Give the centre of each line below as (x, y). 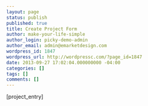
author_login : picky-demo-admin (47, 40)
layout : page (23, 12)
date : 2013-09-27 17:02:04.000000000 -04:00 (63, 62)
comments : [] (23, 79)
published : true (27, 23)
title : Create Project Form (42, 29)
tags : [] (17, 74)
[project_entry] (25, 97)
